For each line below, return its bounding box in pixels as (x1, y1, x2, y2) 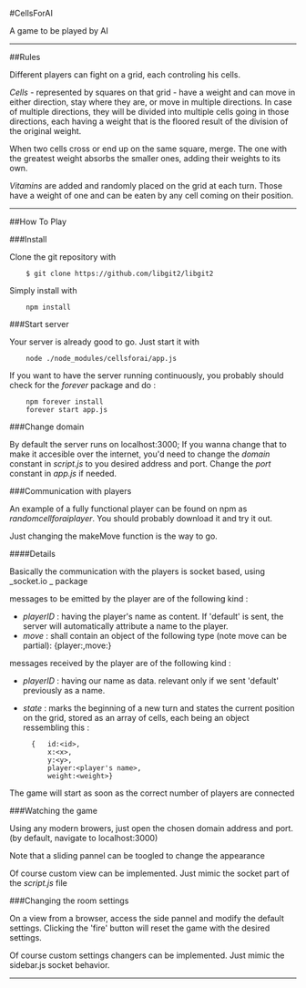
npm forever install (25, 397, 104, 407)
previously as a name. (22, 685, 106, 695)
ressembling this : (22, 722, 89, 733)
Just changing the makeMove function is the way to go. (9, 530, 219, 541)
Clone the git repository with (9, 252, 117, 262)
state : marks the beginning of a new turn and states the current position (22, 703, 295, 714)
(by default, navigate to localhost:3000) (9, 833, 158, 843)
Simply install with (9, 285, 77, 295)
